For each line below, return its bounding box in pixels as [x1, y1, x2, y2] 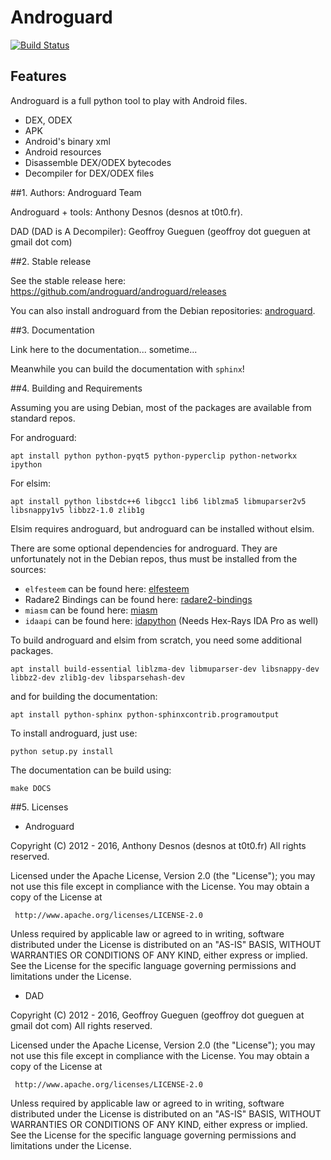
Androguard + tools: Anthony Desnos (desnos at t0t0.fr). [10, 206, 243, 218]
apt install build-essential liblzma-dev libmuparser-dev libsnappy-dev [10, 664, 320, 674]
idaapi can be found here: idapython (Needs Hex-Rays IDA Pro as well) [24, 614, 319, 626]
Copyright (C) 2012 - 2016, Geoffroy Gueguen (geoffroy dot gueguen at [10, 1009, 305, 1021]
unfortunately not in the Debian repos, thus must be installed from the [10, 552, 298, 565]
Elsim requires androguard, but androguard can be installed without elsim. [10, 522, 315, 535]
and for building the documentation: [10, 690, 158, 702]
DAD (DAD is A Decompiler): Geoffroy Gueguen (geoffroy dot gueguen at [10, 225, 311, 237]
